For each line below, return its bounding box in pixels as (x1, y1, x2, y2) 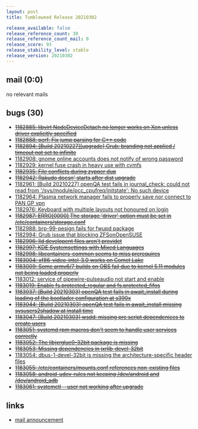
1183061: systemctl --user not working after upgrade (14, 383, 144, 390)
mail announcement (14, 416, 64, 424)
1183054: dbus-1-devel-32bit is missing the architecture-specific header (14, 352, 193, 359)
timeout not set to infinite (14, 149, 76, 156)
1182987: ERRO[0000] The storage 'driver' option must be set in (14, 212, 172, 219)
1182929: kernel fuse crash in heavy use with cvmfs (14, 161, 142, 169)
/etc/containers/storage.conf (14, 219, 86, 226)
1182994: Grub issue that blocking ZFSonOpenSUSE (14, 231, 143, 238)
